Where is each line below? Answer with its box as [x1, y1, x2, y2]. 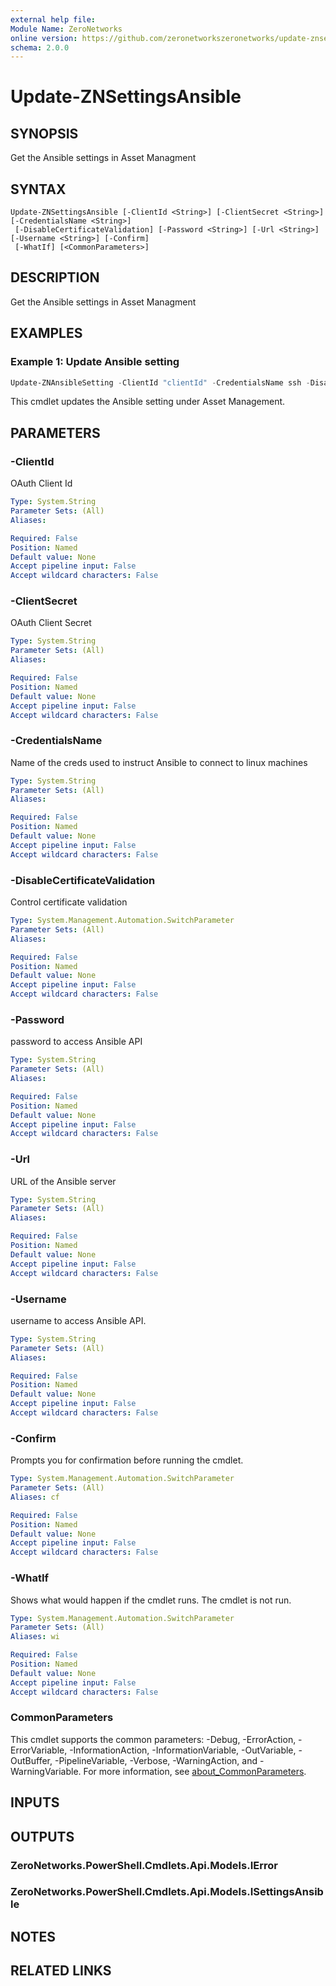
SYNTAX [10, 181, 67, 198]
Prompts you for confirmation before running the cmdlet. [10, 1454, 244, 1466]
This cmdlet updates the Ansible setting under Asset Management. [10, 396, 286, 408]
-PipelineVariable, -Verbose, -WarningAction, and [54, 1754, 258, 1766]
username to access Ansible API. [10, 1314, 147, 1326]
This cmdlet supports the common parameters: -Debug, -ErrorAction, [10, 1733, 297, 1745]
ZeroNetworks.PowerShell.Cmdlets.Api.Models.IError [10, 1858, 278, 1872]
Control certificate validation [10, 896, 128, 908]
